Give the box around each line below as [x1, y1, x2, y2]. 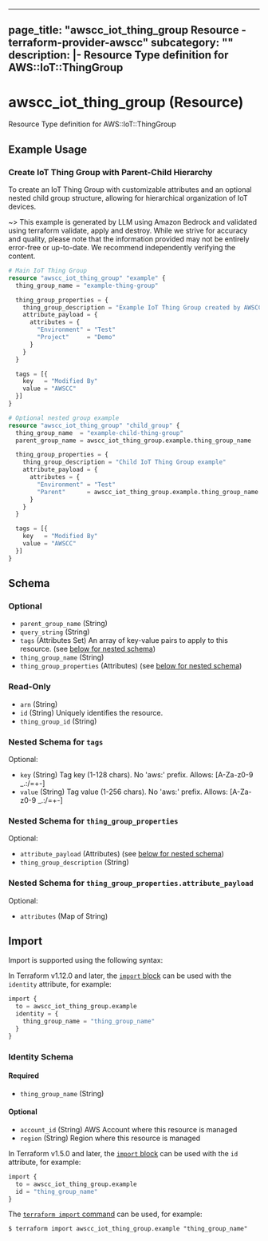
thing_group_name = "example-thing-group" [15, 281, 159, 289]
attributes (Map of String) [19, 911, 108, 920]
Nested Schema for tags [8, 736, 104, 748]
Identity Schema [8, 1051, 74, 1062]
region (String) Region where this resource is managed [19, 1133, 201, 1143]
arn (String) [19, 699, 58, 708]
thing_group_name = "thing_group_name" [22, 1017, 156, 1025]
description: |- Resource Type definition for [8, 49, 229, 62]
